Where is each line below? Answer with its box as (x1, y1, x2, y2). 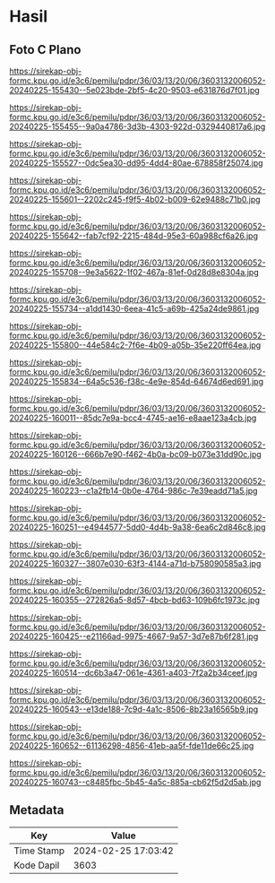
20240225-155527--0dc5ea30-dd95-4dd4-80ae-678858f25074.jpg (9, 158, 263, 168)
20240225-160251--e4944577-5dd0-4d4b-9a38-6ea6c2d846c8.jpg (9, 522, 266, 532)
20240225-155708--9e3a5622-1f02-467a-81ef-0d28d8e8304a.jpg (9, 267, 259, 277)
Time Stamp (13, 844, 65, 857)
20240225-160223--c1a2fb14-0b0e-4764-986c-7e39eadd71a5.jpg (9, 486, 258, 496)
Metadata (9, 802, 64, 818)
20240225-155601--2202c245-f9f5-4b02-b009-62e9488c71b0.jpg (9, 195, 262, 204)
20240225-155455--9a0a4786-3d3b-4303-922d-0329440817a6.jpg (9, 121, 266, 132)
